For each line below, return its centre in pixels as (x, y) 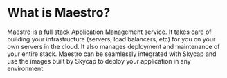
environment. (26, 68)
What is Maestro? (59, 13)
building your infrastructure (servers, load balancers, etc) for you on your (111, 39)
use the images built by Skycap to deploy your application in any (99, 61)
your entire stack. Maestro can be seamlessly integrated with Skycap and (112, 54)
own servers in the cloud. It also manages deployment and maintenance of (113, 46)
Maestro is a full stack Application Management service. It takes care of (109, 32)
